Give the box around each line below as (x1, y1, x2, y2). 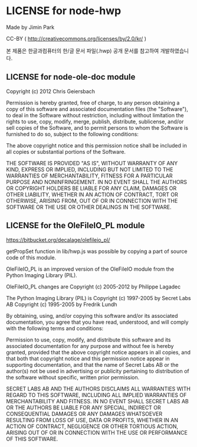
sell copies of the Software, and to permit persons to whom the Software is (6, 124, 189, 131)
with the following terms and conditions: (6, 324, 104, 331)
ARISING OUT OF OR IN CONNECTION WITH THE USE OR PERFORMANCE (6, 429, 188, 436)
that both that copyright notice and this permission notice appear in (6, 355, 170, 362)
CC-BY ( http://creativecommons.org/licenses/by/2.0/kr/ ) (6, 35, 146, 42)
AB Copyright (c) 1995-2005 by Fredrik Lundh (6, 301, 117, 308)
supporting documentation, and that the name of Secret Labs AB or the (6, 361, 179, 368)
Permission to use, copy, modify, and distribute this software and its (6, 336, 171, 343)
